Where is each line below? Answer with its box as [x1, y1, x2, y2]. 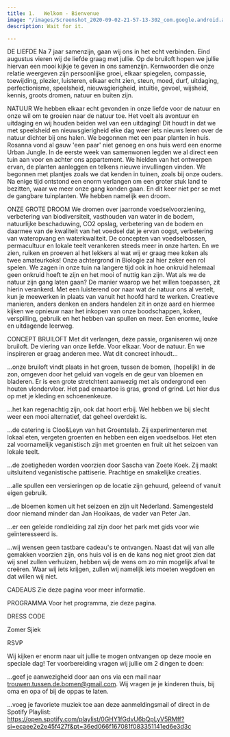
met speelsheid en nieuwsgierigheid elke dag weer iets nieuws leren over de [7, 126, 223, 134]
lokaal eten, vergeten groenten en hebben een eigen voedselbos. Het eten [7, 433, 217, 442]
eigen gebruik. [7, 489, 48, 497]
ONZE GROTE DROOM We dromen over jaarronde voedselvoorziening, [7, 205, 206, 213]
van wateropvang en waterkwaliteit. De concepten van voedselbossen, [7, 234, 207, 243]
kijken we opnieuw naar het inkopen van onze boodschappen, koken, [7, 307, 203, 315]
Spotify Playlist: [7, 708, 51, 716]
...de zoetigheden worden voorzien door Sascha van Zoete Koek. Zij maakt [7, 461, 218, 470]
